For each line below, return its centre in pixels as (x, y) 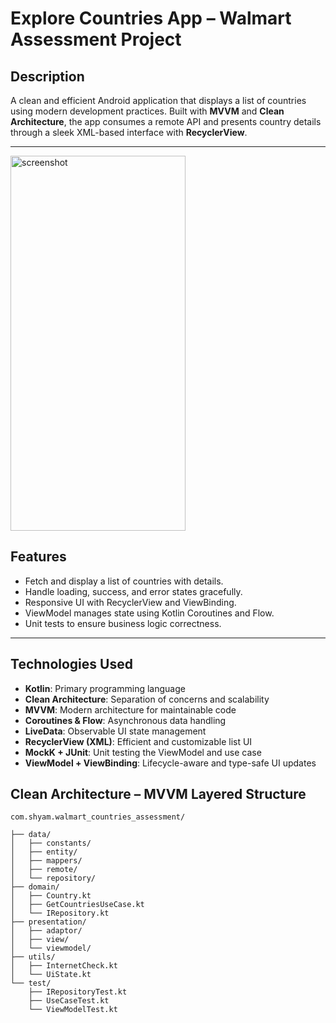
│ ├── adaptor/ (46, 931)
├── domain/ (35, 887)
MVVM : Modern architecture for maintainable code (130, 709)
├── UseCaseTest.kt (69, 1001)
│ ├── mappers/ (46, 861)
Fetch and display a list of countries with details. (124, 581)
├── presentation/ (48, 922)
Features (38, 557)
